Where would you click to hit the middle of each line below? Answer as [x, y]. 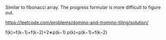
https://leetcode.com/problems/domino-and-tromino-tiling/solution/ [77, 23]
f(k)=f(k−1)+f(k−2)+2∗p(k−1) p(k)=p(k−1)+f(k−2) [56, 32]
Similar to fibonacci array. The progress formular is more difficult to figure [83, 7]
